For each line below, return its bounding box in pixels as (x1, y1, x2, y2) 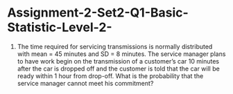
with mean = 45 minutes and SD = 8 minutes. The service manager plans (17, 50, 226, 58)
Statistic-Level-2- (7, 19, 112, 35)
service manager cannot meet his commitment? (17, 79, 154, 87)
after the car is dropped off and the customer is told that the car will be (17, 64, 220, 73)
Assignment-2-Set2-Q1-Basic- (7, 5, 189, 21)
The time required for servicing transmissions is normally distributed (17, 42, 213, 50)
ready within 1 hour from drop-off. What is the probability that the (17, 71, 204, 80)
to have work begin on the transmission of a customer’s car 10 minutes (17, 57, 220, 65)
